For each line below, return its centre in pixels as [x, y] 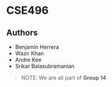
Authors [22, 33]
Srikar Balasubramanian [44, 66]
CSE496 [28, 10]
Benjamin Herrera [37, 47]
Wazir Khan [29, 53]
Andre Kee [28, 60]
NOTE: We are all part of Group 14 [64, 78]
